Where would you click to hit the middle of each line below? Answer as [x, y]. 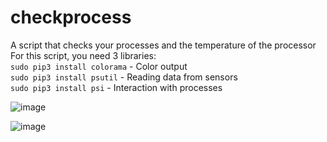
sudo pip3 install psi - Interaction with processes [116, 87]
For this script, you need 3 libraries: [83, 55]
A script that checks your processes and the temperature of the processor [163, 45]
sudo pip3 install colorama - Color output [99, 66]
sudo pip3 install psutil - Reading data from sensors [124, 77]
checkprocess [71, 17]
